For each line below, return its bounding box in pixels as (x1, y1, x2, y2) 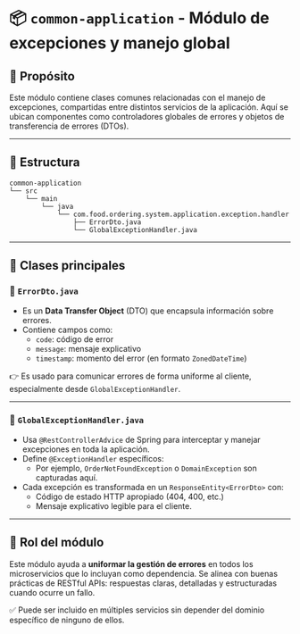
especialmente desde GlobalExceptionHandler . (9, 383, 181, 394)
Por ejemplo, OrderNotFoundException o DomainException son (35, 463, 257, 473)
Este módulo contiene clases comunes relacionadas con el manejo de (9, 92, 266, 103)
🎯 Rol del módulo (9, 535, 104, 550)
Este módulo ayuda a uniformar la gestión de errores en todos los (9, 558, 254, 569)
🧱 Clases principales (9, 258, 126, 273)
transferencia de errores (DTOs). (9, 121, 129, 131)
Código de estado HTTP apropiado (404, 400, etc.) (35, 491, 225, 502)
